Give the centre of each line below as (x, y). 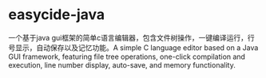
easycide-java (57, 15)
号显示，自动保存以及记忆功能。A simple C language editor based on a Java (133, 47)
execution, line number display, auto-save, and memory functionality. (122, 64)
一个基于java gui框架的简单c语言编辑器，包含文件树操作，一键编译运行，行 (131, 37)
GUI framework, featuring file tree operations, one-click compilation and (127, 57)
